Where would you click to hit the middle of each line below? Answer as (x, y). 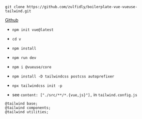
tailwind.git (18, 11)
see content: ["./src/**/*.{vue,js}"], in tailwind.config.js (75, 95)
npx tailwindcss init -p (37, 86)
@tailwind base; (21, 104)
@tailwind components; (28, 108)
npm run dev (24, 58)
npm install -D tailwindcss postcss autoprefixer (63, 77)
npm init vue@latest (33, 30)
